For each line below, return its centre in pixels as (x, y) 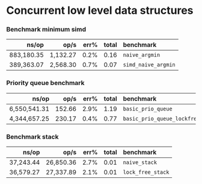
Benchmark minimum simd (46, 30)
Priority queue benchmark (45, 83)
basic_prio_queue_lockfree (161, 119)
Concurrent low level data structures (100, 11)
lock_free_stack (146, 172)
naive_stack (140, 163)
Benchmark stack (32, 136)
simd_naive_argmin (149, 65)
